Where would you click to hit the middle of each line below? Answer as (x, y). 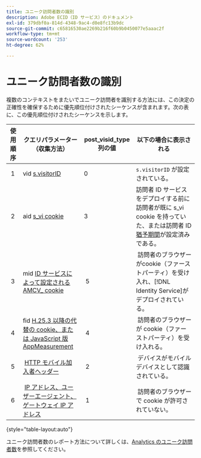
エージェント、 (56, 396)
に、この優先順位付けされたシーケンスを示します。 (69, 114)
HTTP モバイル (45, 362)
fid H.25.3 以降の (47, 320)
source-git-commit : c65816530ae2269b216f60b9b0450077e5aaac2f (85, 28)
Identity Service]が (162, 290)
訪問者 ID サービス (162, 189)
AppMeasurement (48, 346)
